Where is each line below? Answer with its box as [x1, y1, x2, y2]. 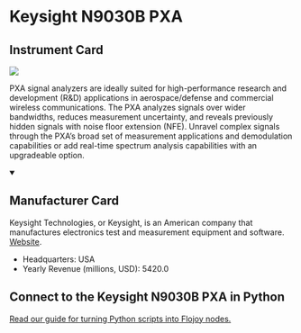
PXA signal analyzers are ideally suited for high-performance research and [9, 83, 287, 94]
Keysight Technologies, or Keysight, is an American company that [9, 217, 253, 228]
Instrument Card [9, 42, 104, 58]
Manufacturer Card [9, 193, 120, 209]
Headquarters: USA [22, 254, 96, 265]
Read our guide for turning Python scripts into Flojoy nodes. [9, 313, 232, 324]
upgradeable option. [9, 150, 85, 160]
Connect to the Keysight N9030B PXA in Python [9, 290, 286, 305]
